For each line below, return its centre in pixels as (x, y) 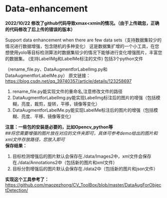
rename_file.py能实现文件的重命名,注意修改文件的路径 (68, 91)
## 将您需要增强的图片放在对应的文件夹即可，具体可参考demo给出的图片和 (82, 133)
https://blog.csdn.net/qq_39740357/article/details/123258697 (69, 81)
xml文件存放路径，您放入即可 (35, 139)
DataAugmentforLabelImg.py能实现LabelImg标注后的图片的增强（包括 (84, 97)
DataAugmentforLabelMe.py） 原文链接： (48, 75)
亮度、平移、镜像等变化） (47, 116)
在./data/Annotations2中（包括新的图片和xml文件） (65, 162)
